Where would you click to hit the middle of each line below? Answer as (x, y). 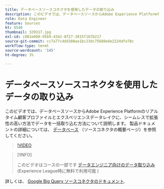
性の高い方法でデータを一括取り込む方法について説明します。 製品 (72, 123)
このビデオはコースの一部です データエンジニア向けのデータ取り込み (86, 165)
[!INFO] (24, 155)
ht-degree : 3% (20, 55)
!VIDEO (24, 145)
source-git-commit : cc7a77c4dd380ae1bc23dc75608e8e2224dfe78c (70, 41)
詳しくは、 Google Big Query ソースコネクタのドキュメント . (65, 181)
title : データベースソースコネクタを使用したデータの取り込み (60, 9)
